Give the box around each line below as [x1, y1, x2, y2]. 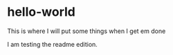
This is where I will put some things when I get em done [7, 27, 166, 35]
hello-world [7, 4, 76, 20]
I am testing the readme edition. [7, 40, 98, 48]
